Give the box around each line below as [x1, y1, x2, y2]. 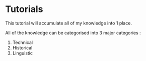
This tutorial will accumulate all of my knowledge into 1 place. [5, 20, 132, 26]
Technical [12, 39, 33, 45]
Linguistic [12, 50, 33, 56]
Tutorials [5, 3, 43, 15]
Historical [12, 44, 33, 50]
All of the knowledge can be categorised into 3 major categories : [5, 29, 141, 35]
